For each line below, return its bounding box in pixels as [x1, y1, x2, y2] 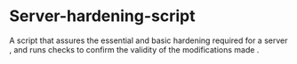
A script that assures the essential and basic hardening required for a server [9, 35, 288, 46]
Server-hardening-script [9, 6, 196, 26]
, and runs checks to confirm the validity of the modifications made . [9, 44, 260, 54]
